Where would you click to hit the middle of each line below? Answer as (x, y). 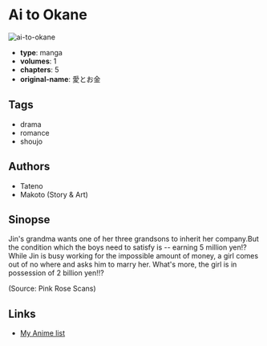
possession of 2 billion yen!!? (56, 273)
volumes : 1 (38, 61)
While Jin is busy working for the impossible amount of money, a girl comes (133, 256)
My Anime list (42, 333)
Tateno (31, 185)
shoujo (31, 141)
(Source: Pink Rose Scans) (52, 289)
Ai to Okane (48, 15)
